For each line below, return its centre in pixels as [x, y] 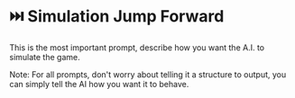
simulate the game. [45, 57]
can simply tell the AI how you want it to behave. [99, 84]
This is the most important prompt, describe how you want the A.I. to [137, 47]
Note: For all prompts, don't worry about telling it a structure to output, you [148, 74]
